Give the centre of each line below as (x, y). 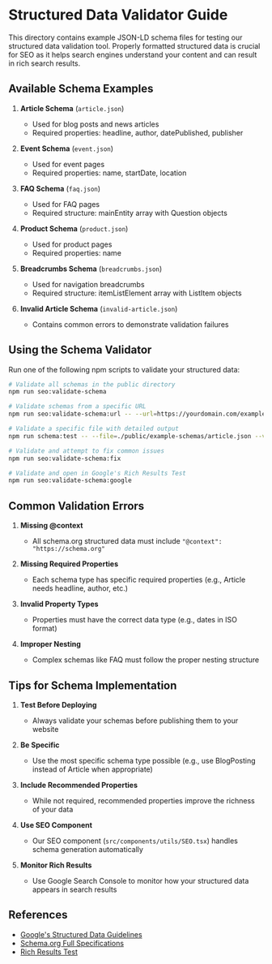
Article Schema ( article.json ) (72, 108)
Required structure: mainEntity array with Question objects (130, 213)
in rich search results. (45, 63)
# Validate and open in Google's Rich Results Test (97, 473)
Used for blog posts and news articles (96, 124)
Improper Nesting (50, 644)
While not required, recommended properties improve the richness (143, 800)
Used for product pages (72, 244)
